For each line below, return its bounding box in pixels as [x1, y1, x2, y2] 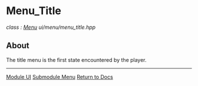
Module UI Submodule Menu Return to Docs [6, 73, 113, 80]
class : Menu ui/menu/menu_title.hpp [6, 24, 96, 31]
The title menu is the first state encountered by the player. [6, 56, 147, 63]
